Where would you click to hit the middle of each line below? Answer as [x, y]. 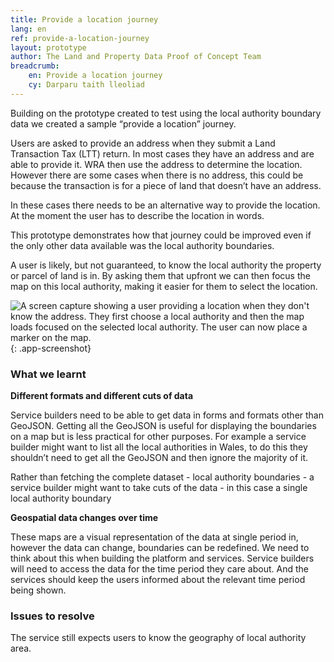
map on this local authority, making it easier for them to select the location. [164, 286]
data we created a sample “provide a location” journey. [123, 123]
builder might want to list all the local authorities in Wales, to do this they [159, 447]
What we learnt [48, 374]
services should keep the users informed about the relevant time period [158, 580]
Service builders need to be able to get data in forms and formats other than [167, 415]
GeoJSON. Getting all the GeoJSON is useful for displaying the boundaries [163, 426]
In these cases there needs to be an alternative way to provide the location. [165, 205]
